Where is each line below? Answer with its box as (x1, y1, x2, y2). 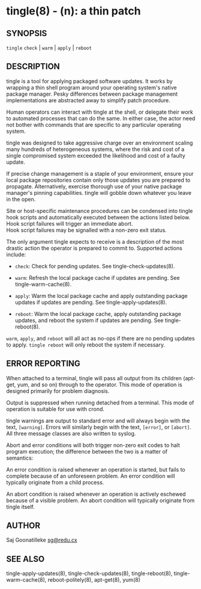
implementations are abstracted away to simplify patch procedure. (6, 96, 171, 103)
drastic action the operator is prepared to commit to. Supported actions (6, 244, 183, 251)
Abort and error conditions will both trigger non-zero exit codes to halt (6, 441, 180, 449)
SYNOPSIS (6, 28, 47, 39)
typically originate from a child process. (6, 478, 104, 486)
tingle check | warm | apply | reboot (6, 44, 92, 51)
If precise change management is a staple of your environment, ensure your (6, 170, 194, 177)
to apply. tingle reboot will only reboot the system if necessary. (6, 341, 165, 348)
